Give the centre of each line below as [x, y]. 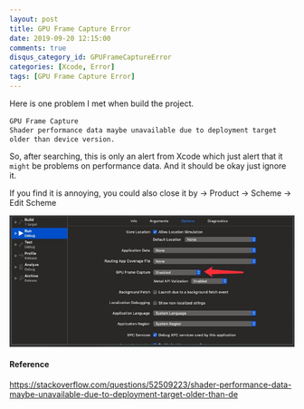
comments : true [38, 48]
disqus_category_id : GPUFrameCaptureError [90, 58]
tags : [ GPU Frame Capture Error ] [72, 77]
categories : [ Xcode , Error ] [62, 67]
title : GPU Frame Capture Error [70, 29]
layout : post [34, 19]
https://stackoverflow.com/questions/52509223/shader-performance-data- [151, 385]
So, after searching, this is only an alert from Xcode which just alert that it [146, 156]
